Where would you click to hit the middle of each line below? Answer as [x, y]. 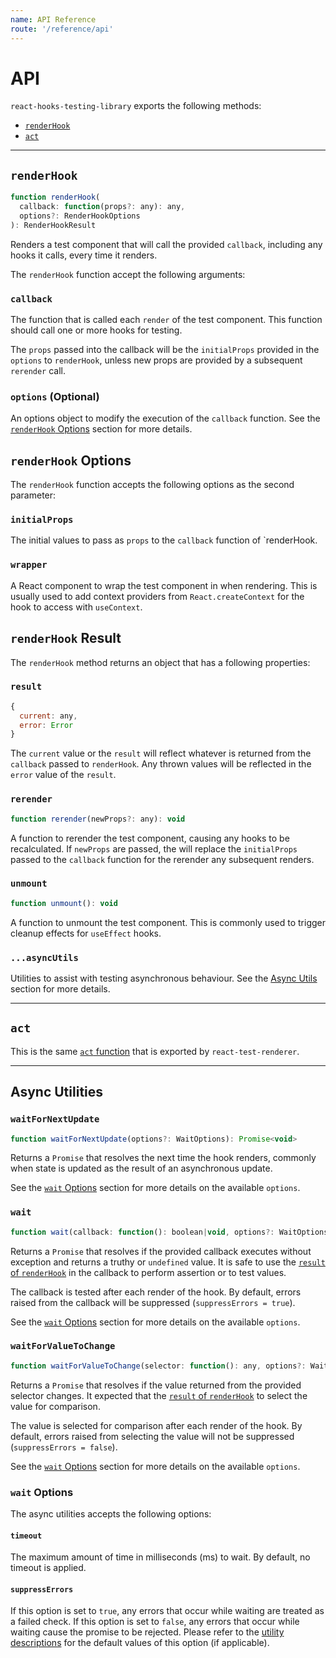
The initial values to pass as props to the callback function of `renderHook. [164, 540]
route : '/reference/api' [62, 29]
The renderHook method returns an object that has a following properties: [160, 662]
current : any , [48, 716]
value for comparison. [55, 1406]
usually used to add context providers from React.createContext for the [157, 596]
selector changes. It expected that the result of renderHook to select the [159, 1395]
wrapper [29, 565]
